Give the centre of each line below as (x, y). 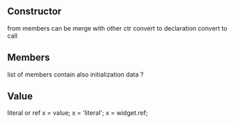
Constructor (34, 11)
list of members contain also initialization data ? (75, 74)
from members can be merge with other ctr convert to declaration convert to (117, 28)
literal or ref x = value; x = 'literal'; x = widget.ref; (78, 113)
